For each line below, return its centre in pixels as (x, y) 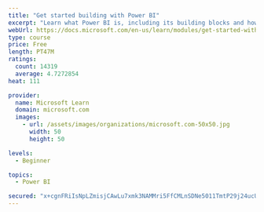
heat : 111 (24, 81)
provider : (24, 95)
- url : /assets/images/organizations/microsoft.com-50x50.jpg (126, 125)
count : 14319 (37, 67)
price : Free (27, 45)
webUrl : (21, 30)
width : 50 (45, 132)
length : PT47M (31, 52)
